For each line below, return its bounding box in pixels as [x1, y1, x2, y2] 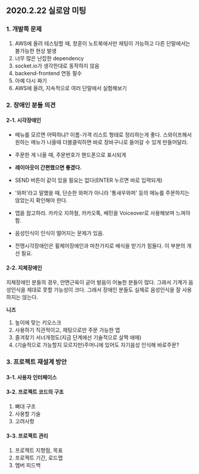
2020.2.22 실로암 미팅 [6, 5, 86, 16]
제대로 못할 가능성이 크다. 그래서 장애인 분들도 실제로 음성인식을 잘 [26, 286, 181, 293]
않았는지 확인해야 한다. [14, 196, 68, 204]
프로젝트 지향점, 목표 [14, 447, 63, 454]
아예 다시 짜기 [14, 77, 47, 84]
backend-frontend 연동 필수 [14, 69, 82, 76]
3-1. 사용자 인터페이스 [6, 373, 57, 380]
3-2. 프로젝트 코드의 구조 [6, 388, 64, 395]
